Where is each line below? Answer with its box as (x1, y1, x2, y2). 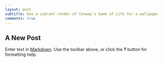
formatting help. (5, 51, 37, 58)
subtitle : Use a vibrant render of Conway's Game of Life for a (5, 12, 138, 16)
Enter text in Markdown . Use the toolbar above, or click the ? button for (5, 47, 147, 52)
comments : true (5, 16, 36, 21)
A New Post (5, 34, 41, 42)
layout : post (5, 7, 32, 12)
